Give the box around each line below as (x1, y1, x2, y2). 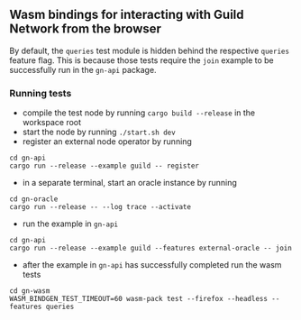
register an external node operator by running (22, 136, 192, 147)
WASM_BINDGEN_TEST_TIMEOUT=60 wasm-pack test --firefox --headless (9, 295, 269, 304)
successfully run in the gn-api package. (9, 64, 157, 75)
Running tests (9, 87, 72, 99)
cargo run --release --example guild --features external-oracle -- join (9, 243, 293, 253)
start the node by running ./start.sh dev (22, 126, 176, 138)
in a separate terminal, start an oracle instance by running (22, 178, 237, 188)
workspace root (22, 117, 82, 128)
